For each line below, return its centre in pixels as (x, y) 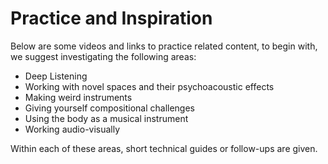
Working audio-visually (72, 129)
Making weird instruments (78, 97)
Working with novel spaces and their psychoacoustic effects (149, 86)
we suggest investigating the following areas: (103, 56)
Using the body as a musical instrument (106, 118)
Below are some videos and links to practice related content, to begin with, (164, 46)
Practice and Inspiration (111, 18)
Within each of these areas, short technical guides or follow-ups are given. (164, 148)
